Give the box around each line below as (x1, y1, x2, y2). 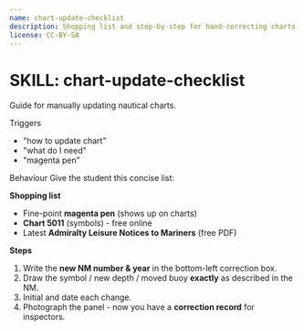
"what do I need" (22, 145, 87, 156)
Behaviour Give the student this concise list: (9, 173, 175, 184)
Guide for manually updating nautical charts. (9, 100, 176, 111)
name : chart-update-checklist (9, 13, 125, 23)
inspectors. (22, 312, 66, 323)
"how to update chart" (22, 135, 107, 146)
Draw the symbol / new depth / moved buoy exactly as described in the (22, 272, 294, 283)
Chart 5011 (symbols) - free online (22, 218, 152, 229)
